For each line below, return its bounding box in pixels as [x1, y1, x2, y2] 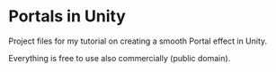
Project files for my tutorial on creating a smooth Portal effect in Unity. [8, 36, 268, 46]
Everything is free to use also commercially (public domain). [8, 52, 231, 63]
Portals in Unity [8, 6, 127, 27]
